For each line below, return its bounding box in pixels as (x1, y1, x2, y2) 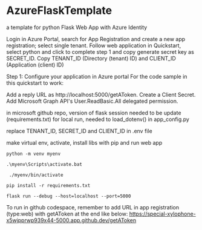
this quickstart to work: (6, 79, 64, 87)
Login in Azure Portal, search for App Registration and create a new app (6, 35, 186, 42)
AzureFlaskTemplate (6, 4, 112, 18)
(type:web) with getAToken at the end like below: (6, 210, 128, 217)
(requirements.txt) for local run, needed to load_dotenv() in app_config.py (6, 116, 189, 123)
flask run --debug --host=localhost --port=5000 (6, 193, 131, 199)
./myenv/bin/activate (8, 172, 64, 178)
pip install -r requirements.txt (6, 182, 91, 188)
